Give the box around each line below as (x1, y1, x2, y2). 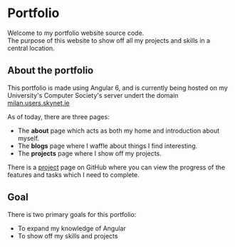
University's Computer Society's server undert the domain (7, 91, 179, 99)
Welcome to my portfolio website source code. (7, 29, 145, 37)
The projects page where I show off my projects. (17, 148, 162, 158)
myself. (17, 133, 40, 142)
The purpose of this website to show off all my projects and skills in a (7, 36, 211, 44)
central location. (7, 44, 55, 52)
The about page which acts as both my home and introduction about (17, 126, 220, 135)
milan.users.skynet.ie (7, 99, 70, 107)
